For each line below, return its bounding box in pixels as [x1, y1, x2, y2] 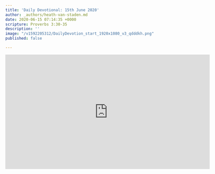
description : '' [5, 26, 40, 32]
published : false [5, 36, 42, 41]
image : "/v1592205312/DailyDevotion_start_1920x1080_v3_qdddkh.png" [5, 31, 154, 36]
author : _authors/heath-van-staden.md [5, 12, 88, 17]
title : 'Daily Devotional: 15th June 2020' [5, 7, 100, 13]
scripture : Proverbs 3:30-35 [5, 21, 67, 27]
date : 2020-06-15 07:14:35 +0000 [5, 17, 77, 22]
